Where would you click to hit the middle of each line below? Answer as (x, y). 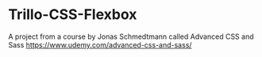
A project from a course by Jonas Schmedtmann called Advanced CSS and (131, 36)
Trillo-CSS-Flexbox (73, 15)
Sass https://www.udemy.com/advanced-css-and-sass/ (100, 44)
